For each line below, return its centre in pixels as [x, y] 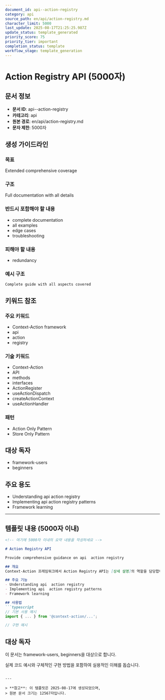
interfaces [22, 383]
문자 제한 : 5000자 [29, 127]
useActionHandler [30, 404]
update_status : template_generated [41, 32]
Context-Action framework [39, 327]
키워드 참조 [21, 301]
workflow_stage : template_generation [44, 51]
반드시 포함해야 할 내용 [30, 209]
